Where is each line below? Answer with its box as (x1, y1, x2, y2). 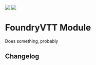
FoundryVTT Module (5, 22, 91, 33)
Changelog (5, 52, 39, 61)
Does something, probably (5, 38, 58, 44)
